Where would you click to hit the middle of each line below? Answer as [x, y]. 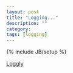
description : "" [27, 23]
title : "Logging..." [33, 18]
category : [19, 29]
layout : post [23, 12]
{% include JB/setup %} [36, 52]
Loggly [15, 64]
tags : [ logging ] [27, 35]
